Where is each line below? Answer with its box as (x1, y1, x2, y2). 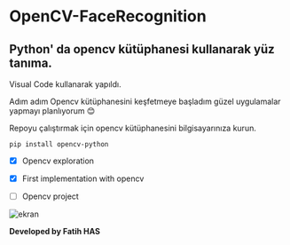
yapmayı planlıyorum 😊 (9, 106, 96, 116)
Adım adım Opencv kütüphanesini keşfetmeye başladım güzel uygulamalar (9, 96, 281, 107)
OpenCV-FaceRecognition (9, 6, 207, 27)
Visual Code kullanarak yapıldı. (9, 79, 121, 90)
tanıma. (9, 55, 53, 70)
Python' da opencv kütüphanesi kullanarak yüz (9, 42, 275, 57)
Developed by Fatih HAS (9, 226, 100, 237)
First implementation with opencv (21, 173, 145, 184)
